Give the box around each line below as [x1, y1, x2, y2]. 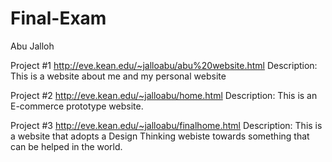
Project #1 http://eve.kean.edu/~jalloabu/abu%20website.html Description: [10, 59, 318, 71]
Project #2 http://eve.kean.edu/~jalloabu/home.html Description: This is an [10, 89, 318, 101]
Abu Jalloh [10, 40, 55, 52]
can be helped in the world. [10, 140, 123, 152]
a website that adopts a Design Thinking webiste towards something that [10, 130, 310, 142]
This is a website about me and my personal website [10, 70, 227, 82]
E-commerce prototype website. [10, 100, 144, 112]
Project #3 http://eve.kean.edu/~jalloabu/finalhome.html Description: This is [10, 119, 323, 131]
